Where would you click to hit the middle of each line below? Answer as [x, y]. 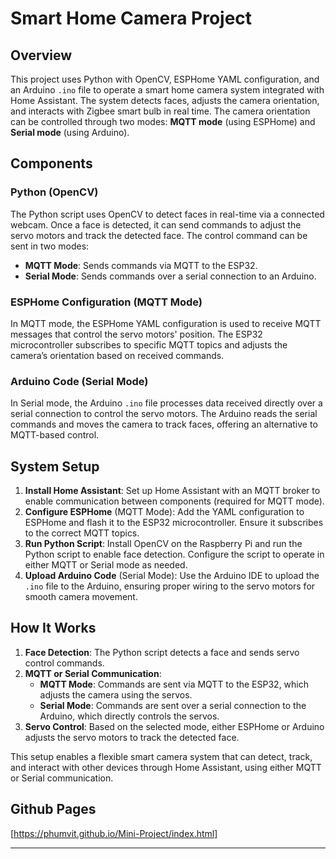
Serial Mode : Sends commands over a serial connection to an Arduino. [170, 276]
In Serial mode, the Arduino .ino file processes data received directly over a [166, 403]
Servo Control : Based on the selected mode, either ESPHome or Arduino [174, 726]
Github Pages [53, 809]
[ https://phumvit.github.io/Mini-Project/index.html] [114, 833]
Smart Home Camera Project [131, 18]
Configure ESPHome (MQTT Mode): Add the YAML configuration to [164, 512]
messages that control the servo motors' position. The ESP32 [136, 334]
